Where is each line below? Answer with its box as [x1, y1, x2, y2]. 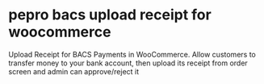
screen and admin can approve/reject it [8, 66, 140, 76]
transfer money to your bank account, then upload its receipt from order [8, 58, 248, 68]
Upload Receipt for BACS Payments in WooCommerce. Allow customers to [8, 49, 256, 59]
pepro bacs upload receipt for [8, 6, 212, 24]
